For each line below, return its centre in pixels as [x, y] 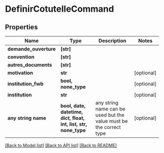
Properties [21, 27]
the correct [108, 127]
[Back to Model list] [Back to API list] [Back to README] [61, 145]
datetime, [72, 112]
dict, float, [72, 118]
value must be [112, 121]
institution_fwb [26, 84]
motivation [20, 73]
